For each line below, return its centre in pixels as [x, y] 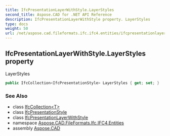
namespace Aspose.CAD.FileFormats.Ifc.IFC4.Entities [68, 123]
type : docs [17, 24]
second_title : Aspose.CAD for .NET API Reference [59, 15]
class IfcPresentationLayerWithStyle [50, 117]
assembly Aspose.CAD [36, 128]
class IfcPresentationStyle [40, 112]
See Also [16, 96]
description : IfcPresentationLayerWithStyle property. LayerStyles [78, 19]
